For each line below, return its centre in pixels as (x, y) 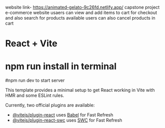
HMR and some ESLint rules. (35, 95)
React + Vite (31, 43)
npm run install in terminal (61, 67)
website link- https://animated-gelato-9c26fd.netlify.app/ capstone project (82, 7)
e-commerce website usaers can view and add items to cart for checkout (81, 13)
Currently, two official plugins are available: (50, 105)
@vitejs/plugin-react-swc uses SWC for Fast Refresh (67, 120)
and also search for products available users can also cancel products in (80, 18)
